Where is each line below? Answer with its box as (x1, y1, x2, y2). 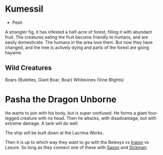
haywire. (5, 50, 22, 56)
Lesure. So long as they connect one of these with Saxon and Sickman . (5, 144, 148, 150)
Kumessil (5, 3, 44, 15)
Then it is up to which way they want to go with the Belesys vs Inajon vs (5, 139, 149, 145)
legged (5, 115, 19, 121)
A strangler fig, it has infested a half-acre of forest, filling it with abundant (5, 29, 152, 35)
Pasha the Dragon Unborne (5, 94, 117, 105)
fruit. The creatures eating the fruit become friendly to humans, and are (5, 34, 148, 40)
